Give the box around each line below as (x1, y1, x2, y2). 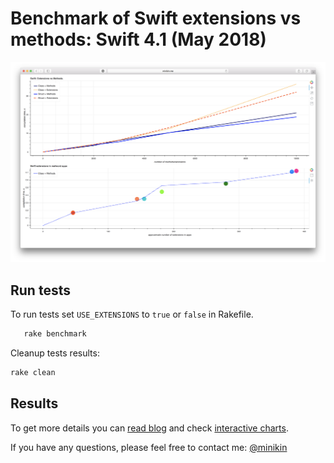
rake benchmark (23, 329, 87, 339)
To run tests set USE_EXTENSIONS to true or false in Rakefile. (10, 308, 254, 321)
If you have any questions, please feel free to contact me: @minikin (10, 441, 288, 453)
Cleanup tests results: (10, 347, 100, 359)
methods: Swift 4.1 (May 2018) (10, 28, 267, 51)
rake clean (10, 368, 56, 378)
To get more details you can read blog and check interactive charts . (10, 422, 289, 434)
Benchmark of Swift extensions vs (10, 7, 302, 30)
